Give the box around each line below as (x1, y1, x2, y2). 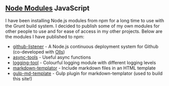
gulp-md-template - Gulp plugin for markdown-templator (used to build (12, 70, 163, 76)
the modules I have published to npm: (5, 33, 85, 39)
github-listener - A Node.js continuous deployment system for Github (12, 43, 159, 50)
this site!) (12, 75, 32, 81)
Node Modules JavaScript (5, 4, 90, 13)
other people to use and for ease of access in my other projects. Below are (5, 28, 163, 34)
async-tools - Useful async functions (12, 54, 91, 60)
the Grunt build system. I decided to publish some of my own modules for (5, 23, 160, 29)
